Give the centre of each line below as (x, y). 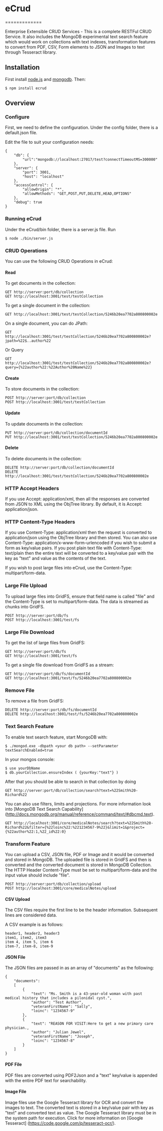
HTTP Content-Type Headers (40, 522)
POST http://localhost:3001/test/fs (42, 620)
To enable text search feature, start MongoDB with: (56, 737)
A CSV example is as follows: (34, 925)
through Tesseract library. (31, 52)
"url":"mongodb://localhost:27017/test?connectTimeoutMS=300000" (90, 160)
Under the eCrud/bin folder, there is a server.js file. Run (60, 229)
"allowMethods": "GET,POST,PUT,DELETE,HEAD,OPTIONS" (77, 194)
